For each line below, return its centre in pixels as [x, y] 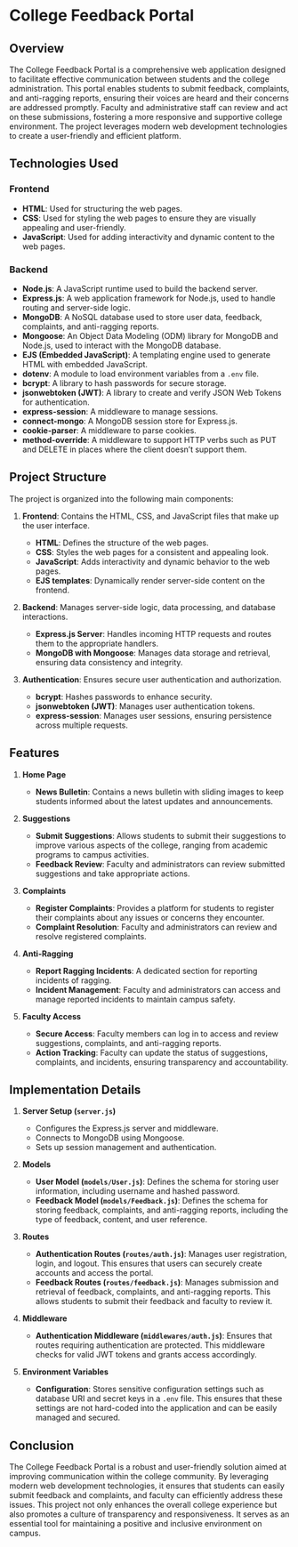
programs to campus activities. [92, 854]
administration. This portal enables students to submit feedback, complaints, [149, 89]
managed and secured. [78, 1418]
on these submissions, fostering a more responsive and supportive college [146, 117]
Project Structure [58, 477]
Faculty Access [52, 1016]
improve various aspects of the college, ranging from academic [152, 845]
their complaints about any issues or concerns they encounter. [150, 917]
